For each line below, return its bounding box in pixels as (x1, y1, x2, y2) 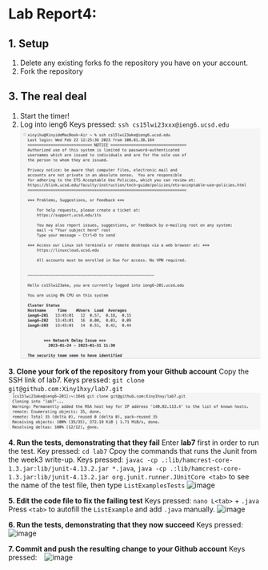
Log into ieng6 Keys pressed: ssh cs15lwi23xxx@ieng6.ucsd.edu (19, 119, 230, 129)
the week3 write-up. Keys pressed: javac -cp (8, 455, 158, 464)
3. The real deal (8, 90, 87, 103)
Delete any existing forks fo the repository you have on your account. (19, 58, 249, 67)
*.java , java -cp (111, 463, 166, 473)
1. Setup (8, 37, 50, 51)
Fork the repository (19, 67, 84, 76)
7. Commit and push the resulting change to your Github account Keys (8, 544, 246, 553)
